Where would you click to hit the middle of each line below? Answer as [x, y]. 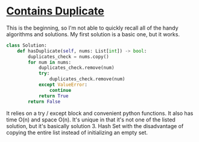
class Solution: [27, 45]
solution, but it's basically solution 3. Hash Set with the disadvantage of [95, 126]
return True [53, 96]
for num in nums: [49, 62]
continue [60, 90]
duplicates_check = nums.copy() [69, 56]
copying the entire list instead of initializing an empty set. [77, 132]
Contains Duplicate [55, 11]
